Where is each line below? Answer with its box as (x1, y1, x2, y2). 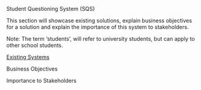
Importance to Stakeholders (6, 77, 77, 84)
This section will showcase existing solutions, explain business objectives (6, 17, 192, 24)
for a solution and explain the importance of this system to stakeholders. (6, 24, 189, 30)
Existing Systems (6, 54, 50, 60)
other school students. (6, 42, 63, 49)
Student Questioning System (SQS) (6, 5, 95, 12)
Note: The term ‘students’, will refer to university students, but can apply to (6, 35, 195, 42)
